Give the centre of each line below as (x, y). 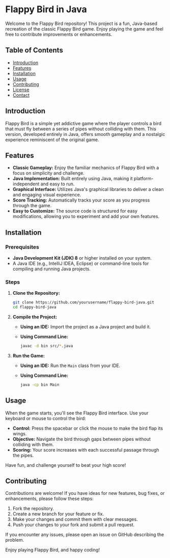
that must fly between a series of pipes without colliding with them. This (81, 129)
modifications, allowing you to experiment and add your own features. (86, 216)
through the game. (32, 206)
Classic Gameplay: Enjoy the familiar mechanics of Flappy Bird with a (86, 168)
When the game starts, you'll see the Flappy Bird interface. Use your (77, 413)
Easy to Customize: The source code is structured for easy (75, 211)
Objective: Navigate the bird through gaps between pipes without (82, 439)
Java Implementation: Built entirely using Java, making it (73, 179)
